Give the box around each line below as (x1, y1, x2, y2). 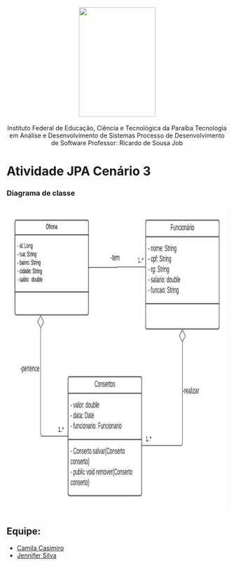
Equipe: (6, 525, 41, 537)
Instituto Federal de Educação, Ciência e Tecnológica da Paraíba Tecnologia (7, 124, 227, 132)
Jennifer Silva (16, 551, 57, 560)
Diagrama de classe (6, 189, 75, 198)
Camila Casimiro (16, 544, 64, 553)
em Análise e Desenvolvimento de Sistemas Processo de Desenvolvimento (9, 131, 225, 140)
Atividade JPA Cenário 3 (6, 163, 151, 180)
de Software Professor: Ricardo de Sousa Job (50, 139, 184, 147)
